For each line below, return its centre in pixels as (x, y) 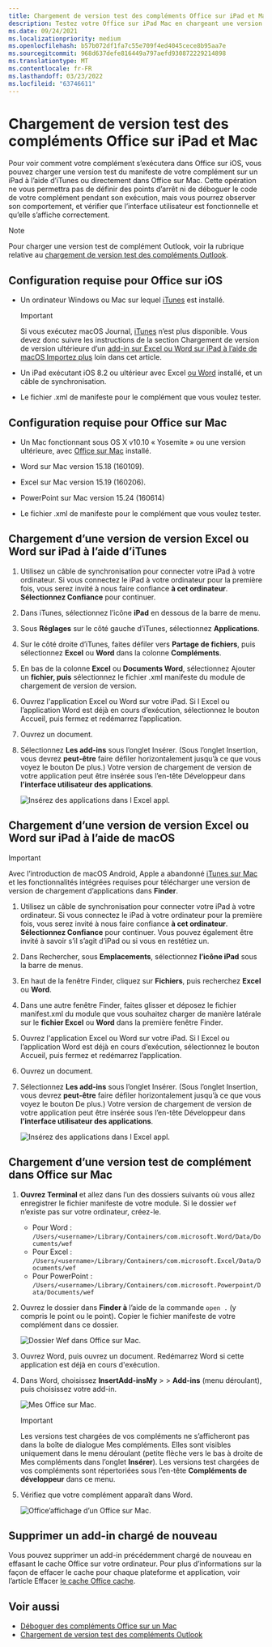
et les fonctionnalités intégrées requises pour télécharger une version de (130, 882)
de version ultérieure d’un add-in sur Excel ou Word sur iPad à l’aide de (138, 348)
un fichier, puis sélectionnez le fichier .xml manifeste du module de (132, 676)
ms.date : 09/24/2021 (43, 31)
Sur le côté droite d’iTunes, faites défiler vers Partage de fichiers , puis (138, 644)
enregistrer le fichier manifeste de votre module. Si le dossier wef (128, 1203)
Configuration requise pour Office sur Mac (118, 422)
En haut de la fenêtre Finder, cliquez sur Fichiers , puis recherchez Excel (140, 980)
